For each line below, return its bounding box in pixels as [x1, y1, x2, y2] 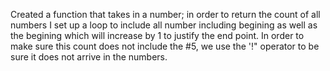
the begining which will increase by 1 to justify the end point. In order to [10, 30, 305, 41]
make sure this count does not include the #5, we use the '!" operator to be [10, 40, 320, 52]
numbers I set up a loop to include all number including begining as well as [10, 19, 318, 31]
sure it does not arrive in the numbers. [10, 51, 168, 63]
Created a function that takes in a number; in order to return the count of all [10, 9, 321, 20]
